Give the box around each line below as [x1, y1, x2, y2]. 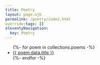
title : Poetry [5, 7, 35, 12]
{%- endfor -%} [12, 55, 46, 60]
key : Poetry [10, 30, 35, 35]
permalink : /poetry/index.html [5, 16, 71, 21]
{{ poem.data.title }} [12, 49, 55, 55]
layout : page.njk [5, 12, 42, 17]
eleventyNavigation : [5, 26, 49, 31]
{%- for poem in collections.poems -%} [12, 44, 95, 50]
